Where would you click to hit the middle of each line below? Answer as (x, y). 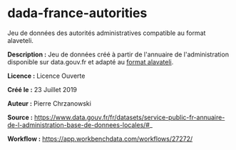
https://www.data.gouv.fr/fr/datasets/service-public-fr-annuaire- (130, 117)
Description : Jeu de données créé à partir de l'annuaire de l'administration (118, 54)
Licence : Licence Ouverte (46, 76)
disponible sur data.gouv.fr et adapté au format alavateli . (91, 61)
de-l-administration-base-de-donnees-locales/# (78, 125)
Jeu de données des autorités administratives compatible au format (107, 33)
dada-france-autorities (77, 13)
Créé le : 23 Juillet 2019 (42, 89)
